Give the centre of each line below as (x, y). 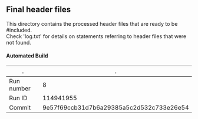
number (20, 89)
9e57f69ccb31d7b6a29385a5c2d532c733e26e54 (115, 108)
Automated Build (27, 56)
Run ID (18, 98)
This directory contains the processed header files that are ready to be (92, 23)
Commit (20, 108)
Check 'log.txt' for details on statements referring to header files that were (96, 36)
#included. (19, 30)
